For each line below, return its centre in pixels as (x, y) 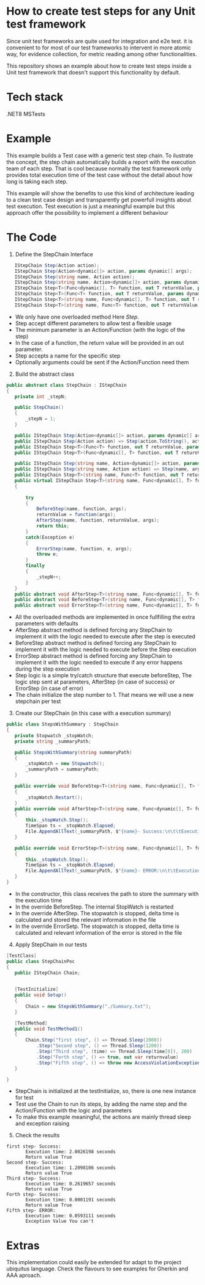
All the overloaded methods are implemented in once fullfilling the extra (105, 617)
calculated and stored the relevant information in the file (85, 920)
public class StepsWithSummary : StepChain (63, 724)
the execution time (38, 900)
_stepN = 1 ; (41, 419)
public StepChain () (39, 408)
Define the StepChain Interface (54, 254)
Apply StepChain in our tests (51, 945)
